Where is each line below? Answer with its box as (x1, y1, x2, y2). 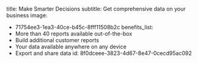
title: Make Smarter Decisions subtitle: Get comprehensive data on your (6, 6, 186, 12)
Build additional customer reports (15, 37, 100, 43)
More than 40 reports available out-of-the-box (15, 30, 133, 37)
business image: (6, 12, 48, 19)
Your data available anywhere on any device (15, 43, 127, 50)
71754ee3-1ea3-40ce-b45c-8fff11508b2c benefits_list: (15, 24, 154, 31)
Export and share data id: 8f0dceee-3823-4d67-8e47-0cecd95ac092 (15, 50, 193, 57)
